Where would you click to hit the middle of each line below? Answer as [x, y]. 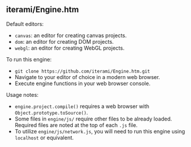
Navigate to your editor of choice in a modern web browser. [87, 77]
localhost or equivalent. [44, 138]
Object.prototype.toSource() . [51, 112]
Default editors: [25, 24]
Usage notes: [22, 94]
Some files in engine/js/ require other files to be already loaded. [93, 119]
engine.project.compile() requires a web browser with [82, 106]
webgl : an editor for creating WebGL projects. [69, 48]
